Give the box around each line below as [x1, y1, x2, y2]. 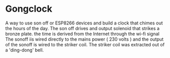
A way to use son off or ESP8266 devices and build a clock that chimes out [5, 20, 163, 26]
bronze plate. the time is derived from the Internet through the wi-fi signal [5, 31, 159, 37]
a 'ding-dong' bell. [5, 47, 44, 53]
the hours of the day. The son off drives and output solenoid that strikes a [5, 25, 160, 31]
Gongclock [5, 3, 52, 15]
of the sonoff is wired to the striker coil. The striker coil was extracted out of [5, 41, 165, 47]
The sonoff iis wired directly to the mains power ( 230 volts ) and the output [5, 36, 164, 42]
